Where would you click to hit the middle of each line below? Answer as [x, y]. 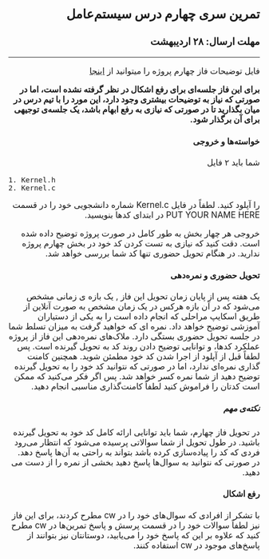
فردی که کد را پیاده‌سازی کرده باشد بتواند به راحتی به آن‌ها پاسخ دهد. [138, 452]
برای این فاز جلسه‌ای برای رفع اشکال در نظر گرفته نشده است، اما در [140, 90]
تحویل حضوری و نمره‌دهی [215, 275]
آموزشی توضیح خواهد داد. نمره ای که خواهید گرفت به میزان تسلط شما [134, 326]
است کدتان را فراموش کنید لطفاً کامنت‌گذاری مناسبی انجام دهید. [145, 386]
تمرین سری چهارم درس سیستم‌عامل [163, 14]
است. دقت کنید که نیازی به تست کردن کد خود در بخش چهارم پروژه [141, 244]
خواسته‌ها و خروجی [226, 142]
